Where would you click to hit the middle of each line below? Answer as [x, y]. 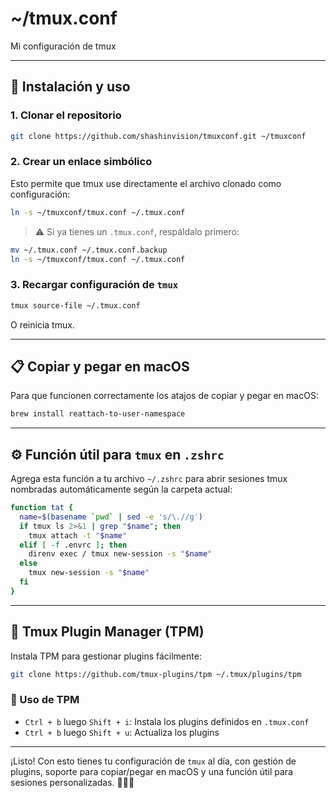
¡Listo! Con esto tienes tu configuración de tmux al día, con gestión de [153, 761]
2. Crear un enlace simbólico [81, 162]
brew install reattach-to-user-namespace [98, 414]
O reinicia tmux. [42, 324]
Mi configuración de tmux [63, 46]
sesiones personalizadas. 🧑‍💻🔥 [72, 782]
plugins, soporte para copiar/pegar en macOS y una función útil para [151, 771]
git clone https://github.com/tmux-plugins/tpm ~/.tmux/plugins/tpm [156, 674]
